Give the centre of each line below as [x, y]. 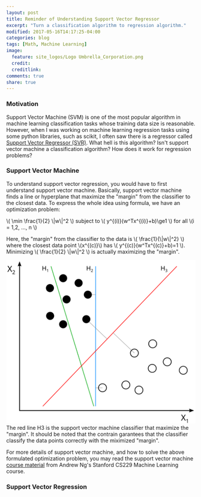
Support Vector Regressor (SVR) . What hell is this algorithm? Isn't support [97, 142]
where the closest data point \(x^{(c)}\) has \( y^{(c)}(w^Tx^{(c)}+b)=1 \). [96, 245]
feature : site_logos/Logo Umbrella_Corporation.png [78, 57]
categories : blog [28, 38]
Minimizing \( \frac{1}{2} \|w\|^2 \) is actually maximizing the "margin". [93, 251]
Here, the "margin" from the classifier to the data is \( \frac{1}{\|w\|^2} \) [95, 239]
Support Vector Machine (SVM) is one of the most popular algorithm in [94, 117]
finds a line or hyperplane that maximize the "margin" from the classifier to [98, 196]
